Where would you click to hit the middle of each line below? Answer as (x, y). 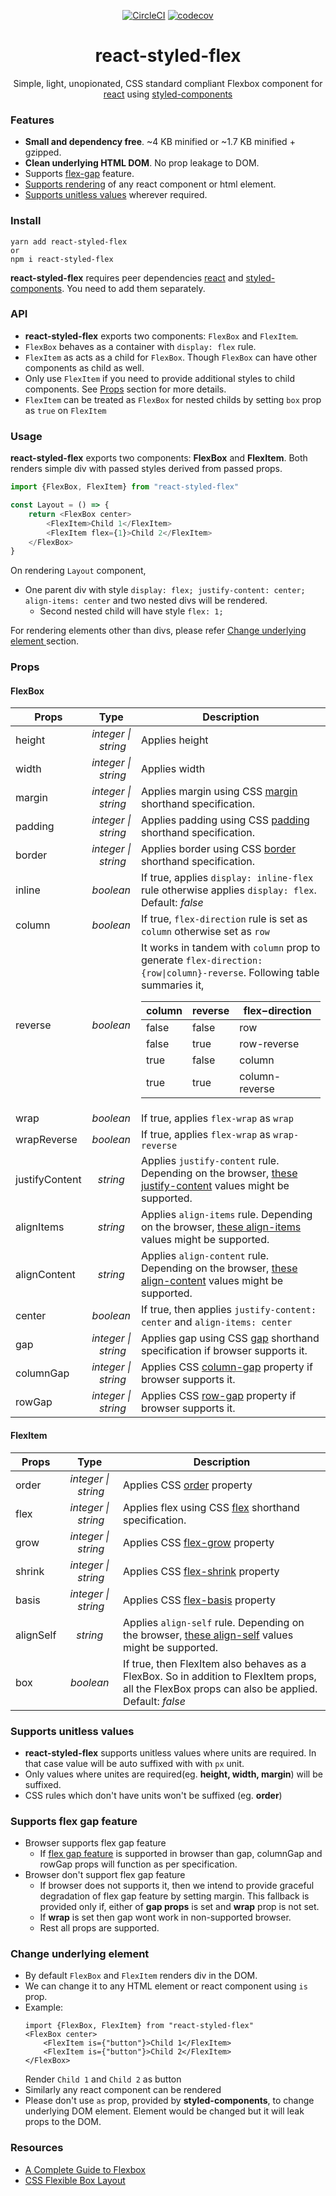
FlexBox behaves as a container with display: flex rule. (140, 346)
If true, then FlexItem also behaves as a (215, 1663)
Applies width (173, 769)
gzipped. (43, 152)
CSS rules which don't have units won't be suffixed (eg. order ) (153, 1795)
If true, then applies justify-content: (228, 1310)
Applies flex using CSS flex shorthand (211, 1507)
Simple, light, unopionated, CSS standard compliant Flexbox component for (168, 83)
